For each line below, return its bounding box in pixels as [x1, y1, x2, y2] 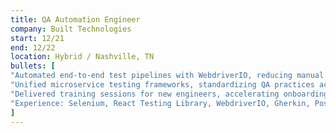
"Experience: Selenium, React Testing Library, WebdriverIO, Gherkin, [10, 98, 311, 108]
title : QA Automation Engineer [10, 14, 141, 25]
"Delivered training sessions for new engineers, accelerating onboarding [10, 89, 329, 99]
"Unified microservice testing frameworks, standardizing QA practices [10, 80, 315, 90]
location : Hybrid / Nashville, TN [10, 52, 155, 62]
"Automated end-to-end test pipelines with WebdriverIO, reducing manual [10, 71, 325, 81]
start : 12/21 [10, 33, 65, 43]
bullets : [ [10, 61, 56, 71]
